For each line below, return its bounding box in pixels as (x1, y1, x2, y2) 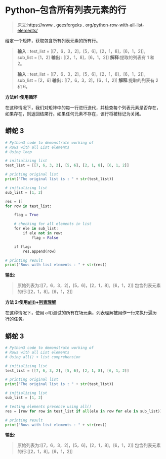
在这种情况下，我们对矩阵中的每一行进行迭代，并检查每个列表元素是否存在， (5, 105, 161, 111)
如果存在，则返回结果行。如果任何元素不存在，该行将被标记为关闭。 (5, 111, 144, 116)
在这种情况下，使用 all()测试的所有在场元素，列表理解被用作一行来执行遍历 (5, 310, 157, 316)
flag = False (31, 235, 58, 240)
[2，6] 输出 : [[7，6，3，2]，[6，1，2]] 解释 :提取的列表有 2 (38, 77, 159, 83)
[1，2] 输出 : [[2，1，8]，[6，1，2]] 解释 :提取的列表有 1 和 (38, 54, 155, 60)
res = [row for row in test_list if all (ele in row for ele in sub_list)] (5, 408, 163, 414)
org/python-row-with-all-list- (85, 22, 145, 28)
